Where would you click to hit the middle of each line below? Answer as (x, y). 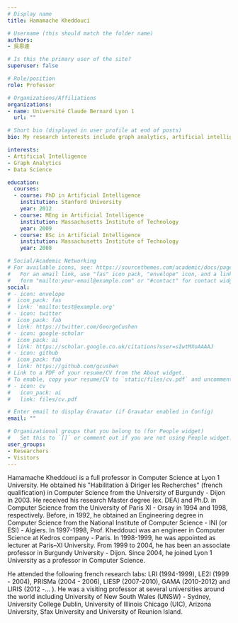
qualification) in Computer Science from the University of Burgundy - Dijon (116, 493)
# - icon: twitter (34, 314)
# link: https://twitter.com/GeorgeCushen (73, 326)
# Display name (30, 14)
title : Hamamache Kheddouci (49, 21)
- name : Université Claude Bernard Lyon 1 (71, 111)
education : (23, 182)
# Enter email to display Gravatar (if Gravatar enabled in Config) (110, 412)
